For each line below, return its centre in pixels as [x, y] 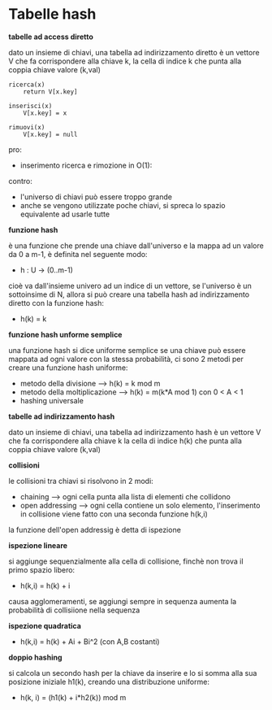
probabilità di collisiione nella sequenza [74, 610]
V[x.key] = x [45, 113]
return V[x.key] [51, 91]
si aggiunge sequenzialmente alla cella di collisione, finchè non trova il [126, 561]
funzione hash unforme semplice [65, 334]
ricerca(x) [27, 85]
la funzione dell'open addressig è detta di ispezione [95, 529]
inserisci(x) [30, 106]
